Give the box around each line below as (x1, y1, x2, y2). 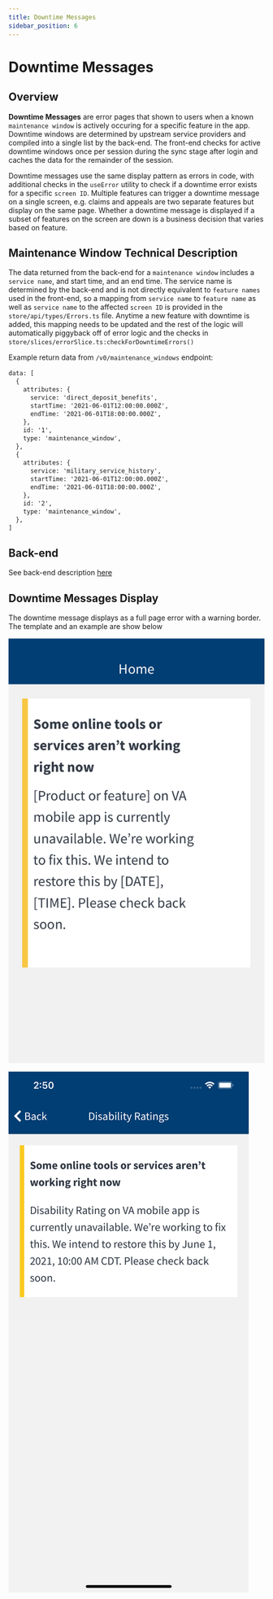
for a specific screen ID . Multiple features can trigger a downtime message (8, 188, 260, 198)
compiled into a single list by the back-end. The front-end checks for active (8, 138, 262, 147)
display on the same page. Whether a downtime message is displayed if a (8, 205, 255, 215)
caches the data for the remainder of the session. (8, 155, 174, 164)
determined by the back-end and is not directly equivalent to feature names (8, 285, 261, 295)
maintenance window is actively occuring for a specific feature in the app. (8, 120, 250, 130)
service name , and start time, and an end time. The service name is (8, 277, 232, 286)
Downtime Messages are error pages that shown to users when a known (8, 111, 254, 121)
